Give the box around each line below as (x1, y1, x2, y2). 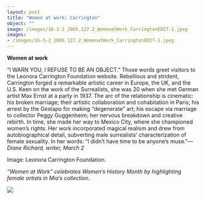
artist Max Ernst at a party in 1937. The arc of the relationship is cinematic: (7, 92, 194, 99)
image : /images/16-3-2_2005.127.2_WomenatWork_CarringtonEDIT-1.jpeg (7, 26, 188, 32)
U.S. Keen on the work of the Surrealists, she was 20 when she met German (7, 86, 199, 92)
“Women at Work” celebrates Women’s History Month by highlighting (7, 168, 182, 175)
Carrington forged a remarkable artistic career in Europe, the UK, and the (7, 79, 191, 86)
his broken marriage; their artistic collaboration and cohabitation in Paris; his (7, 99, 199, 106)
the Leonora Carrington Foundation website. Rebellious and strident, (7, 73, 179, 80)
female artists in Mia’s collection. (7, 175, 91, 181)
